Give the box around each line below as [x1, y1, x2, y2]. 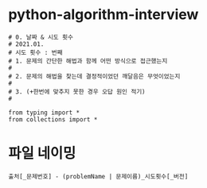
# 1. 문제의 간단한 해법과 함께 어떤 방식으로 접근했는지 [8, 57, 168, 65]
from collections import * [8, 115, 98, 124]
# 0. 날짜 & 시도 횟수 [8, 33, 74, 41]
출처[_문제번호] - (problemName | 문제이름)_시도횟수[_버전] [8, 172, 189, 180]
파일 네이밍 [8, 144, 76, 163]
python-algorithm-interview [8, 6, 199, 24]
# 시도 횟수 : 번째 [8, 48, 63, 56]
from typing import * [8, 109, 80, 117]
